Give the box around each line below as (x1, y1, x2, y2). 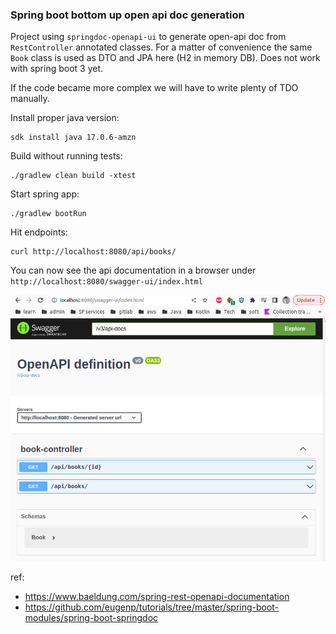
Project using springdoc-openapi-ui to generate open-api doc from (10, 31, 287, 43)
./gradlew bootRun (10, 209, 87, 219)
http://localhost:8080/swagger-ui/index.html (10, 277, 203, 287)
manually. (10, 93, 50, 105)
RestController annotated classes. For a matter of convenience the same (10, 41, 313, 53)
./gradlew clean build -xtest (10, 171, 137, 181)
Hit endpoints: (10, 226, 68, 238)
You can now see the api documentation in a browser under (10, 264, 257, 277)
